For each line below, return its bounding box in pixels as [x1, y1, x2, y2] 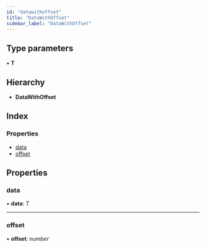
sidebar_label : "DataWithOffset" [6, 20, 92, 26]
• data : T [6, 200, 29, 207]
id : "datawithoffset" [6, 9, 62, 15]
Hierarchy [6, 77, 45, 88]
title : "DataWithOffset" [6, 15, 70, 21]
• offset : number [6, 235, 49, 242]
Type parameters [6, 43, 74, 53]
